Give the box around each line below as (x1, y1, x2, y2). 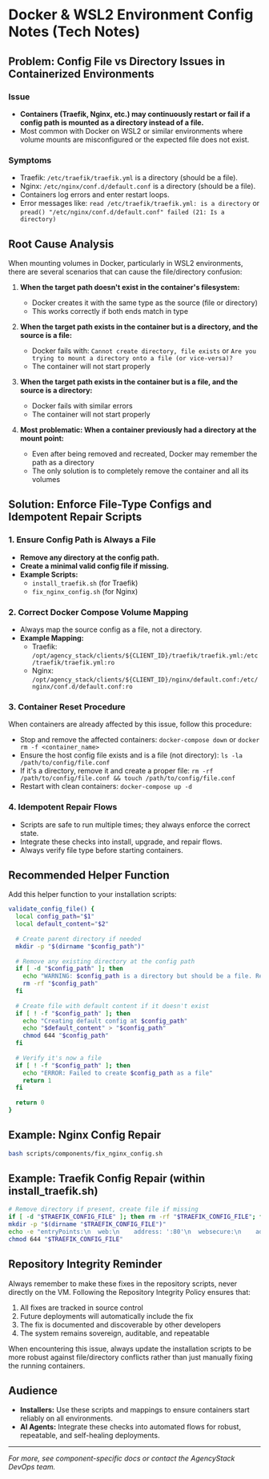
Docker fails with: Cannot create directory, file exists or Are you (31, 346, 256, 356)
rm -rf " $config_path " (22, 979, 98, 988)
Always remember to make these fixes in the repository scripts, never (8, 1279, 238, 1288)
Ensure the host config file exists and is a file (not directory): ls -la (19, 750, 243, 760)
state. (19, 828, 39, 838)
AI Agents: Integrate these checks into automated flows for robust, (19, 1422, 242, 1432)
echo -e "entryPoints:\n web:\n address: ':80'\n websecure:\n (8, 1228, 242, 1236)
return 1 (22, 1076, 52, 1084)
